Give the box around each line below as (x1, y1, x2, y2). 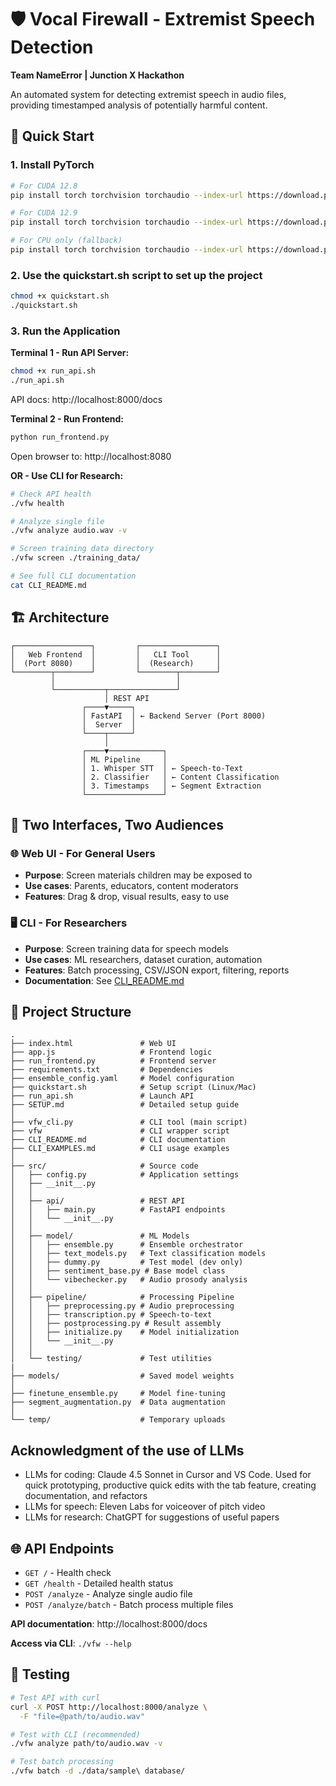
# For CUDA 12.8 (10, 181, 78, 191)
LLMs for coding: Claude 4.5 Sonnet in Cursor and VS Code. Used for (24, 1469, 312, 1481)
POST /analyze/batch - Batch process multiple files (24, 1599, 234, 1611)
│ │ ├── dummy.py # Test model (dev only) (10, 1257, 244, 1268)
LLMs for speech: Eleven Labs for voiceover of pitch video (24, 1501, 266, 1513)
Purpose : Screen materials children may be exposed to (24, 869, 253, 881)
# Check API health (10, 489, 92, 499)
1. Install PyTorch (10, 158, 95, 172)
